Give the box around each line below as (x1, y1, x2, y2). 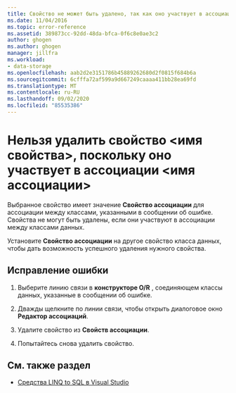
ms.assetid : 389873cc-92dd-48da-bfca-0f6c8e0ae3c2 (7, 30, 159, 37)
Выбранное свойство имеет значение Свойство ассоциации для (7, 200, 204, 208)
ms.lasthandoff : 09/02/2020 (7, 96, 90, 103)
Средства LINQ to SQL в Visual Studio (17, 378, 129, 387)
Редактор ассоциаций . (17, 311, 89, 320)
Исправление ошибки (7, 265, 109, 277)
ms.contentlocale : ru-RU (7, 89, 80, 96)
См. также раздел (7, 360, 91, 372)
